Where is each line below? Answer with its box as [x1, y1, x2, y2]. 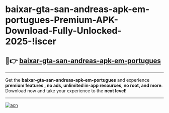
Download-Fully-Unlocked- [5, 25, 122, 36]
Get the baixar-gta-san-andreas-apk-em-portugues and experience [5, 77, 150, 83]
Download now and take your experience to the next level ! [5, 88, 127, 94]
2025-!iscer [5, 36, 56, 47]
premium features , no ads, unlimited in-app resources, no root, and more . [5, 82, 163, 88]
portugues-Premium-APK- [5, 14, 118, 26]
